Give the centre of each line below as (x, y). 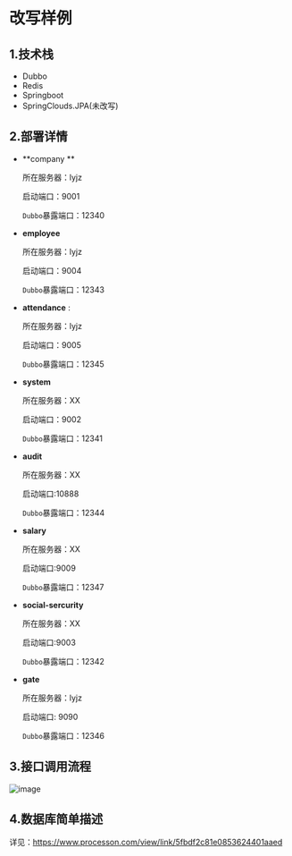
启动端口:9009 (49, 568)
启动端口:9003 (49, 642)
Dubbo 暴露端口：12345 (63, 364)
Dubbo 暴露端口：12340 (63, 215)
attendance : (46, 307)
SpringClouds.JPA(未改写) (70, 106)
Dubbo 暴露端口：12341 (62, 438)
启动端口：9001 (51, 196)
